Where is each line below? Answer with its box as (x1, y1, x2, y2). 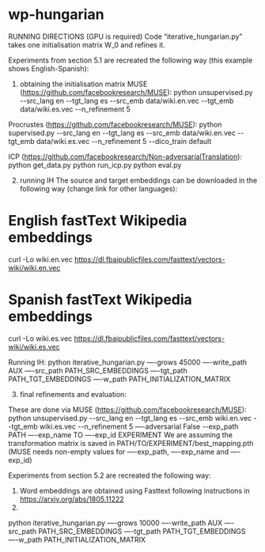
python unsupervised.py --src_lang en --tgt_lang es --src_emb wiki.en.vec (8, 413, 252, 422)
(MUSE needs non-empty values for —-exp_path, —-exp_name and (8, 447, 229, 456)
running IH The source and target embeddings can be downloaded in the (19, 176, 258, 185)
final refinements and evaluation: (19, 389, 127, 399)
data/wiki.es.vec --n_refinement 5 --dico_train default (36, 136, 212, 146)
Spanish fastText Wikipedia (8, 291, 192, 309)
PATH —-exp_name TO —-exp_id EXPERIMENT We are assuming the (8, 429, 233, 440)
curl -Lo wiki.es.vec (8, 334, 73, 343)
